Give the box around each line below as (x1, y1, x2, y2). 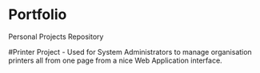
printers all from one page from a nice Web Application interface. (8, 56, 222, 65)
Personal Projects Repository (8, 32, 104, 41)
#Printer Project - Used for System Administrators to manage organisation (8, 47, 252, 56)
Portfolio (8, 6, 67, 24)
